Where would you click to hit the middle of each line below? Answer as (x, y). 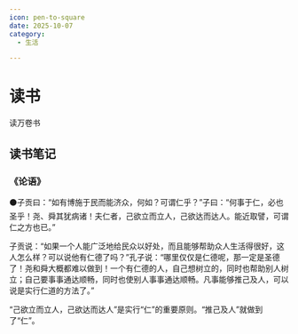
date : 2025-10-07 (41, 26)
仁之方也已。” (32, 227)
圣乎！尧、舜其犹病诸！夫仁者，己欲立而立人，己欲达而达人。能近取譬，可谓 (149, 216)
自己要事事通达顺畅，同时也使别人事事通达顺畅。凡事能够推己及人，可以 (157, 279)
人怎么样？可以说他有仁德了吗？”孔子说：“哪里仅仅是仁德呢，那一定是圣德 (145, 257)
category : (27, 34)
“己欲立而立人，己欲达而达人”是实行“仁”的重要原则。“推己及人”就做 (132, 309)
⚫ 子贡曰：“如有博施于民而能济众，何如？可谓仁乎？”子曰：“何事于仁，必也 (146, 202)
